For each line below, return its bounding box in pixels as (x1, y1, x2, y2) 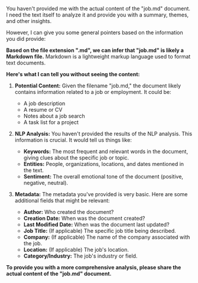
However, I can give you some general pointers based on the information (6, 29, 183, 36)
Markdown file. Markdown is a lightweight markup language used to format (6, 53, 191, 60)
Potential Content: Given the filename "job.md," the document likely (14, 82, 181, 89)
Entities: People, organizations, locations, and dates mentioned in (23, 161, 184, 167)
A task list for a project (23, 119, 79, 126)
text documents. (6, 59, 46, 66)
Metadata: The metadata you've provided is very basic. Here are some (14, 191, 188, 197)
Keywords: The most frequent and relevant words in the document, (23, 148, 188, 155)
